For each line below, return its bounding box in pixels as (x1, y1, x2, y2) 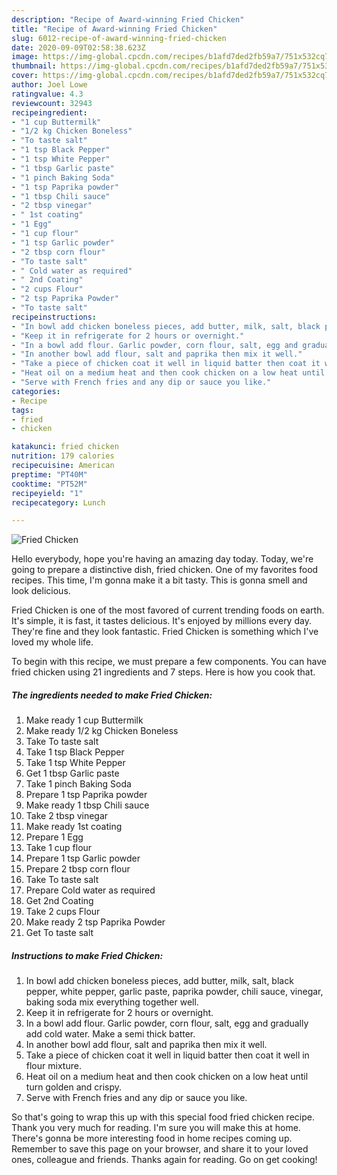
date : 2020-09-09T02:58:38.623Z (11, 42, 146, 53)
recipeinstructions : (11, 312, 98, 322)
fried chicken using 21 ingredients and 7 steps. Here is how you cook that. (11, 666, 316, 678)
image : (11, 52, 39, 62)
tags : (11, 405, 34, 415)
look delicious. (11, 585, 71, 597)
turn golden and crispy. (25, 1081, 123, 1093)
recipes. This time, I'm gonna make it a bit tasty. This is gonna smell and (11, 574, 308, 586)
